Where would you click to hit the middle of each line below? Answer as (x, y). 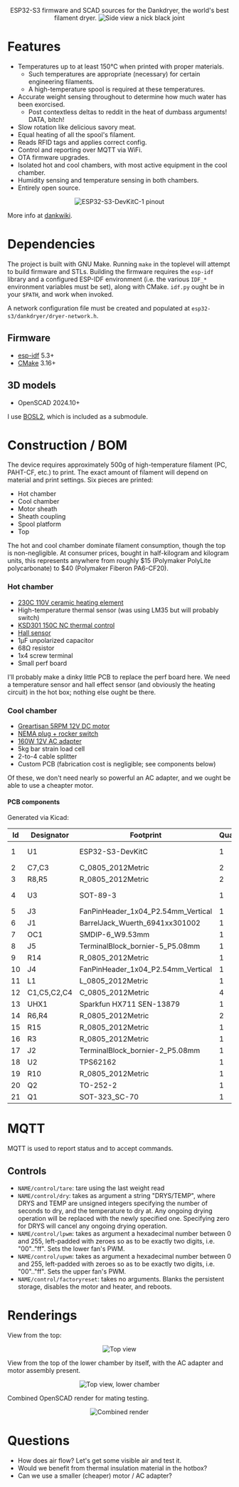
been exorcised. (41, 104)
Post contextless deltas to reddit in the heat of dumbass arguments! (128, 112)
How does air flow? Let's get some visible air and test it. (100, 1460)
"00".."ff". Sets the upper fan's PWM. (72, 1271)
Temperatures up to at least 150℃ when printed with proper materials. (121, 66)
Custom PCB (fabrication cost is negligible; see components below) (117, 764)
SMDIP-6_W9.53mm (115, 935)
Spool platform (39, 524)
